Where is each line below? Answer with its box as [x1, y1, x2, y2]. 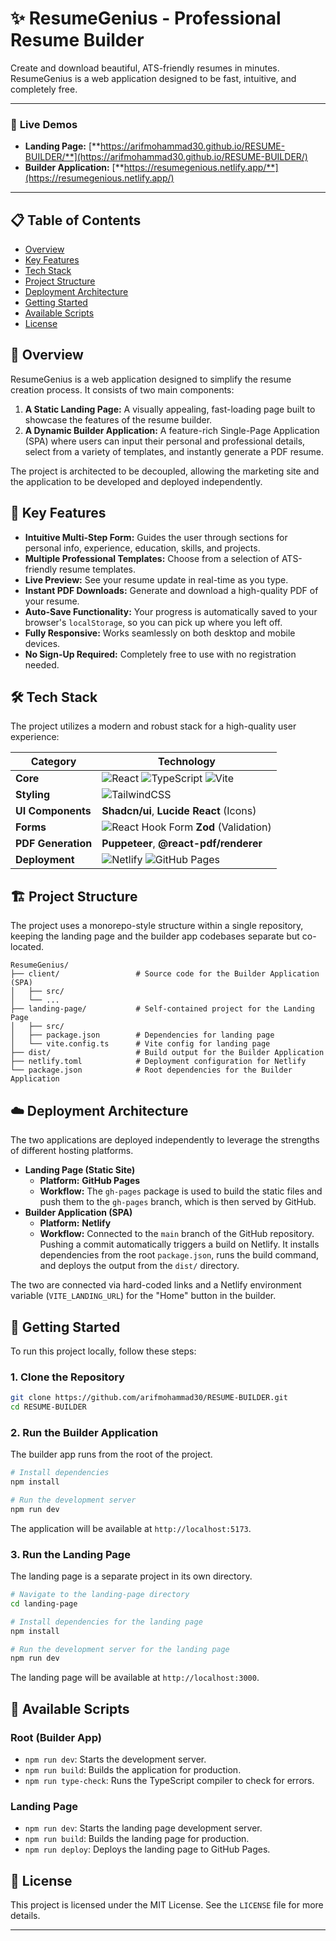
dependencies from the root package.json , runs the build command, [39, 1249, 320, 1261]
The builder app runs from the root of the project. [10, 1448, 213, 1461]
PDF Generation [15, 837, 93, 851]
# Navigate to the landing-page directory [10, 1590, 190, 1600]
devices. [24, 637, 61, 649]
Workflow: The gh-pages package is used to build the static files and [39, 1185, 323, 1197]
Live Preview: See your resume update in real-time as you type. [24, 573, 289, 586]
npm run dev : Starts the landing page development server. [24, 1822, 263, 1834]
